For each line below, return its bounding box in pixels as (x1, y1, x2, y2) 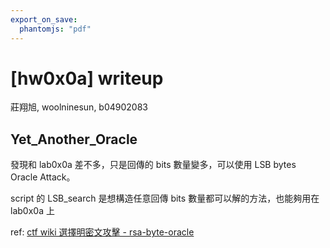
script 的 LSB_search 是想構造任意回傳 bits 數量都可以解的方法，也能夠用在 (10, 192, 320, 205)
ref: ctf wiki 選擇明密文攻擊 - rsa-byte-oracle (10, 226, 195, 238)
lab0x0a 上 (10, 205, 55, 217)
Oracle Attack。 (10, 171, 76, 183)
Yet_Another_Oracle (10, 131, 138, 148)
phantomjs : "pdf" (19, 24, 92, 34)
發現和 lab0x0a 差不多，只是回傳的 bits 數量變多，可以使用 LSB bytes (10, 159, 297, 171)
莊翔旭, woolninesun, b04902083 (10, 101, 149, 113)
